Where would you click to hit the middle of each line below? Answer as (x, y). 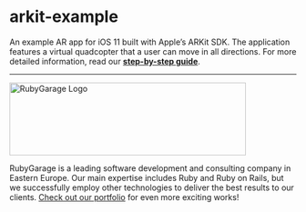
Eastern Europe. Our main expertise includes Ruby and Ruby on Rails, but (147, 177)
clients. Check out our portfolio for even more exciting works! (124, 197)
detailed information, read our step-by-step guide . (105, 61)
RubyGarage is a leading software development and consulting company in (150, 168)
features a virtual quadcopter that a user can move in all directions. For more (153, 51)
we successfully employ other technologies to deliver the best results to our (152, 187)
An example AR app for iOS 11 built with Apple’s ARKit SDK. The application (150, 42)
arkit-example (64, 17)
